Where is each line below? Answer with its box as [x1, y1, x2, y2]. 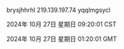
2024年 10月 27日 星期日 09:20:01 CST [6, 20, 117, 28]
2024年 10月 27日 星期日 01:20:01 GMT [6, 35, 118, 43]
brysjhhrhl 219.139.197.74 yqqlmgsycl [6, 6, 111, 14]
